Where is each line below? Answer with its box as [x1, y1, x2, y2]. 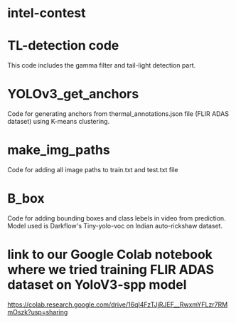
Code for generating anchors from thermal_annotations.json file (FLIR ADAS [7, 110, 230, 118]
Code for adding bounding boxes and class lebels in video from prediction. [7, 213, 226, 222]
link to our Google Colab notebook [7, 247, 213, 263]
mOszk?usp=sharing [7, 307, 68, 316]
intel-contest [7, 5, 87, 21]
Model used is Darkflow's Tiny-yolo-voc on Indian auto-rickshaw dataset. [7, 221, 222, 230]
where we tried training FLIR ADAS [7, 262, 215, 278]
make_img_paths [7, 142, 110, 158]
